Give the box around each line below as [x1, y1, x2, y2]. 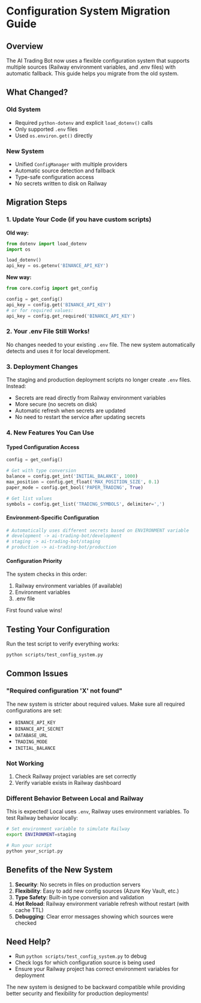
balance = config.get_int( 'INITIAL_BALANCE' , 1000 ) [6, 473, 138, 480]
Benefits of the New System [6, 865, 113, 875]
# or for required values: [6, 307, 74, 313]
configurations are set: [6, 706, 62, 714]
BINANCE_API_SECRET [14, 726, 64, 732]
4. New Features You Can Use [6, 429, 94, 437]
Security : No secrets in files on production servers [14, 881, 141, 888]
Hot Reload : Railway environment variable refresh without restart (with [14, 900, 190, 907]
